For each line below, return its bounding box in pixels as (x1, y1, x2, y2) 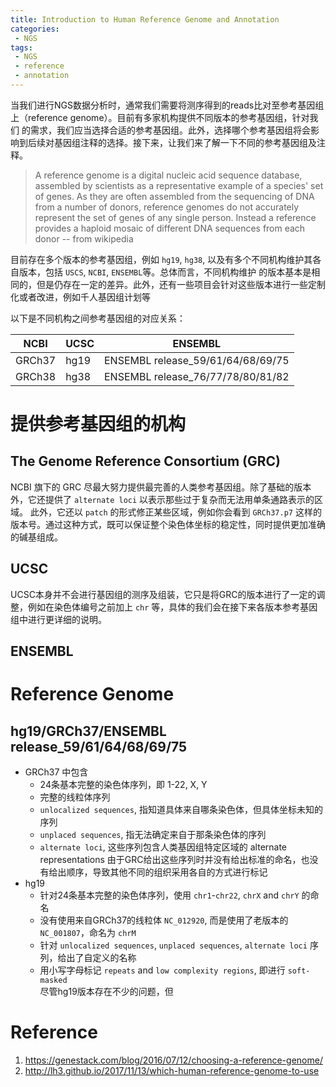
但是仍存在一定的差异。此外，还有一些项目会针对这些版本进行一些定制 (36, 278, 326, 290)
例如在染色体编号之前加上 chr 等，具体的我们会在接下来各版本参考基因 (27, 601, 318, 613)
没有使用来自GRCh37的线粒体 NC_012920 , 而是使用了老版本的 (39, 914, 289, 926)
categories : (10, 24, 60, 34)
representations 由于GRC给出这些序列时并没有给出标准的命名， (39, 854, 302, 866)
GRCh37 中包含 (24, 766, 89, 778)
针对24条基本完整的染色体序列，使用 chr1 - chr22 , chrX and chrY (39, 889, 300, 901)
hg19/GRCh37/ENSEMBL (10, 722, 167, 740)
